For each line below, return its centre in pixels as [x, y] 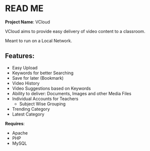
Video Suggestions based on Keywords [51, 88]
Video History [26, 83]
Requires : [15, 123]
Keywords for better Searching [43, 73]
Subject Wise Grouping [42, 104]
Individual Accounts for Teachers [45, 99]
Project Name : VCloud [27, 22]
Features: [20, 56]
